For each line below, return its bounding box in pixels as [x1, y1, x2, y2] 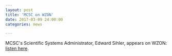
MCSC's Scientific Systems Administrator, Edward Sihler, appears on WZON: [5, 40, 167, 46]
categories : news [5, 21, 43, 27]
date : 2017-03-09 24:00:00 [5, 17, 63, 22]
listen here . [5, 45, 29, 51]
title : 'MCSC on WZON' [5, 12, 54, 17]
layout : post [5, 7, 33, 13]
